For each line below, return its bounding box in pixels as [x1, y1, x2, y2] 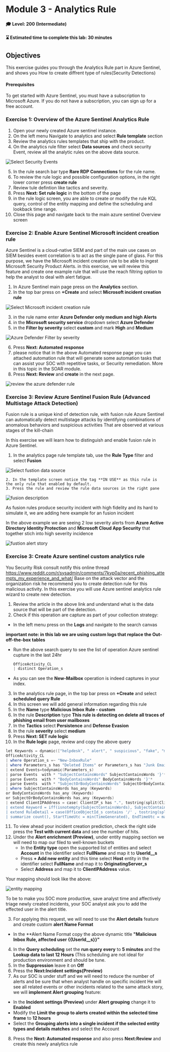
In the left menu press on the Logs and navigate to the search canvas [13, 621, 158, 627]
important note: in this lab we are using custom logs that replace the [6, 631, 152, 637]
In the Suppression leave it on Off [13, 963, 84, 969]
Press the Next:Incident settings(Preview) [13, 968, 103, 974]
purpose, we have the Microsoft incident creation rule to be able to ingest [6, 257, 158, 264]
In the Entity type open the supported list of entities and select [20, 845, 152, 851]
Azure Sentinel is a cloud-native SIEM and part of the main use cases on [6, 247, 156, 253]
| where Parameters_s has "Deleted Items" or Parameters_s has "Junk [6, 762, 155, 768]
